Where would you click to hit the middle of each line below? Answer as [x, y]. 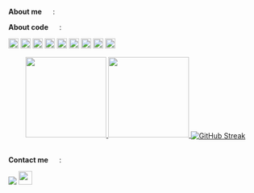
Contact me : [35, 159]
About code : [35, 27]
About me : [32, 12]
